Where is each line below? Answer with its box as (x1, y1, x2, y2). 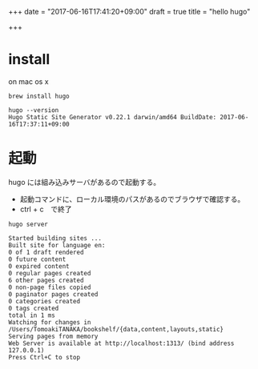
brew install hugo (8, 92, 70, 100)
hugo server (8, 220, 48, 228)
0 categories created (8, 297, 81, 305)
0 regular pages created (8, 269, 91, 277)
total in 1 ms (8, 311, 56, 319)
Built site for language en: (8, 241, 106, 249)
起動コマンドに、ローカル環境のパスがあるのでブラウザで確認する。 (19, 194, 245, 203)
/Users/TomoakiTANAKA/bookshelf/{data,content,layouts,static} (8, 325, 224, 333)
